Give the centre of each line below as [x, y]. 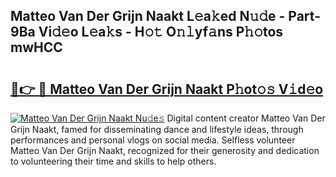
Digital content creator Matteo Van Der [246, 118]
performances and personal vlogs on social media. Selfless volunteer [153, 140]
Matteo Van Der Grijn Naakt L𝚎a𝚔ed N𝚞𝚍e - [148, 16]
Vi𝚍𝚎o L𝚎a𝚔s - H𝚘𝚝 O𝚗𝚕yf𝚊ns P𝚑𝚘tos [161, 32]
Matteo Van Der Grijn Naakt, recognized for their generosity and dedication [165, 150]
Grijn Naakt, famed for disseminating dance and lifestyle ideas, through [157, 129]
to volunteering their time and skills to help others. [113, 161]
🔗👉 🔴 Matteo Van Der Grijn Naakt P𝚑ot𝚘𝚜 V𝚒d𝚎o [167, 89]
